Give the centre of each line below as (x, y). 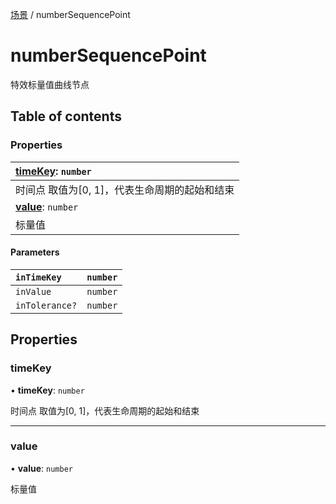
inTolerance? (46, 305)
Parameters (35, 252)
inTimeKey (38, 277)
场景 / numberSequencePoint (70, 14)
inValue (33, 291)
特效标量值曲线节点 (50, 84)
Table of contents (66, 116)
